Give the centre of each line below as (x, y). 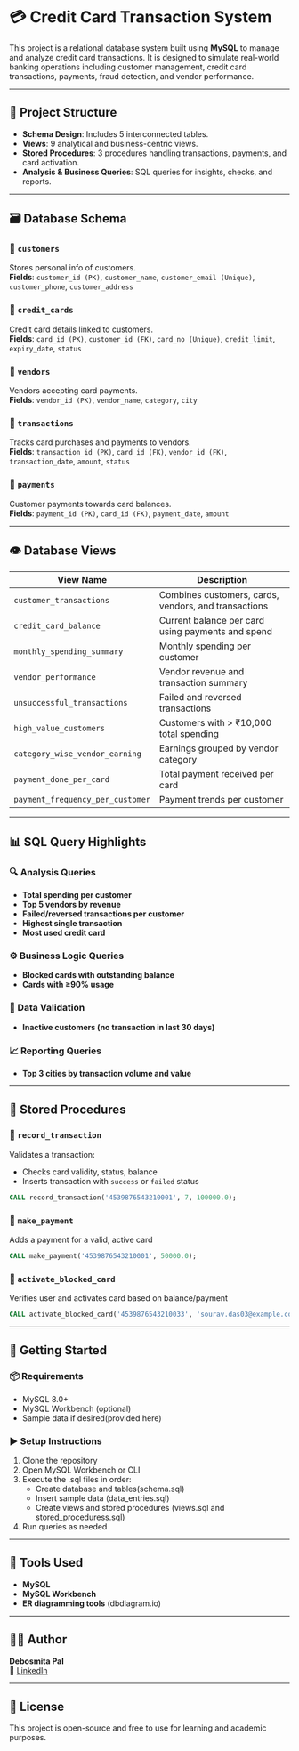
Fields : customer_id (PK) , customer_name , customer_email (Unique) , (132, 278)
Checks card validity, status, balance (89, 1172)
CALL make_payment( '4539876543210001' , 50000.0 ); (103, 1255)
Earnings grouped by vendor (218, 748)
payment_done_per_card (61, 780)
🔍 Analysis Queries (53, 872)
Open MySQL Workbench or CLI (81, 1470)
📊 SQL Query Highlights (78, 842)
